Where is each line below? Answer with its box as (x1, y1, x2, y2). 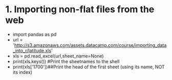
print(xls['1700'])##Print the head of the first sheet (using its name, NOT (12, 64, 165, 70)
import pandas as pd (12, 31, 57, 37)
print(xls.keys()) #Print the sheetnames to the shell (12, 58, 120, 64)
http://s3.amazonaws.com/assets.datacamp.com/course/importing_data (14, 42, 167, 48)
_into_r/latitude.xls (12, 47, 52, 54)
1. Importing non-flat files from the (5, 4, 155, 15)
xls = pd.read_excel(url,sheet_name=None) (12, 52, 104, 59)
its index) (12, 69, 32, 75)
